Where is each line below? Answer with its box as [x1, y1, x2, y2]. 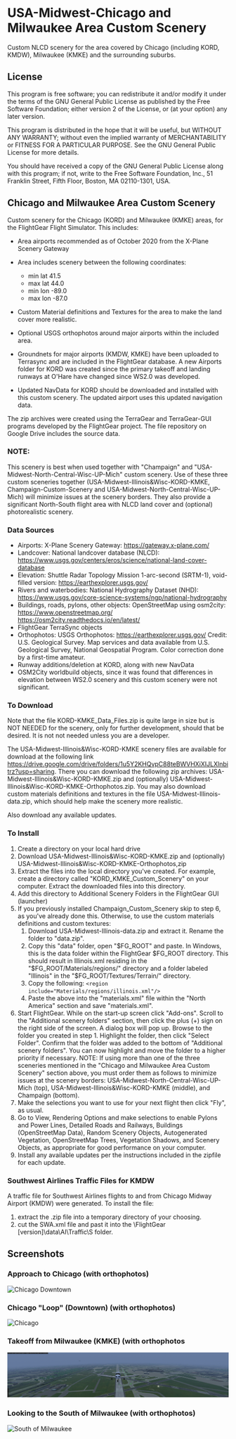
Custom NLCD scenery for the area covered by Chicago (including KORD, [7, 43, 220, 51]
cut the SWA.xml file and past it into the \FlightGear [17, 1220, 166, 1229]
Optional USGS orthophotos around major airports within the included [17, 328, 219, 337]
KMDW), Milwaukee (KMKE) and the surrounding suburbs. [7, 51, 176, 59]
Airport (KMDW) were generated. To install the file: [7, 1199, 155, 1208]
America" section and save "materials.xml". [27, 1001, 153, 1009]
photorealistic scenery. [7, 508, 74, 516]
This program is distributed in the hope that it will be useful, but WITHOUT [7, 125, 222, 134]
